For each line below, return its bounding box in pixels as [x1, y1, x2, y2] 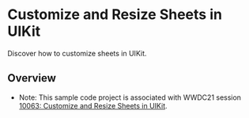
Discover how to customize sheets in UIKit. [7, 48, 147, 58]
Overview [7, 71, 57, 85]
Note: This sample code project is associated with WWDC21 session [18, 93, 242, 102]
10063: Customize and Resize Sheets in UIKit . [18, 101, 168, 110]
